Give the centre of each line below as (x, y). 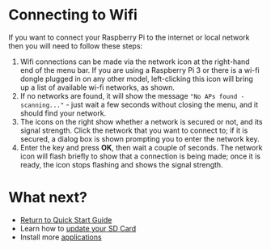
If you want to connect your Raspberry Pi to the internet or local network (129, 37)
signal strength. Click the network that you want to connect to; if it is (134, 130)
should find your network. (63, 113)
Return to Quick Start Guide (66, 219)
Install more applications (61, 237)
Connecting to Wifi (73, 15)
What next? (48, 198)
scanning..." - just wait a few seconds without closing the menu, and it (139, 104)
